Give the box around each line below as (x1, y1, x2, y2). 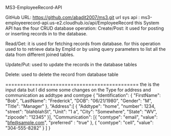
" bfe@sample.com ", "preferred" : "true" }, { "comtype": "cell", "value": (5, 120, 154, 125)
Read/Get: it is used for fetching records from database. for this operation (5, 41, 161, 47)
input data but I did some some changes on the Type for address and (5, 87, 151, 93)
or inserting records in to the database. (5, 31, 88, 36)
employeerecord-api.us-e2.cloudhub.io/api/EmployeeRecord (5, 20, 134, 26)
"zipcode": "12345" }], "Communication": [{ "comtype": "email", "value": (5, 114, 158, 120)
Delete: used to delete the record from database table (5, 71, 119, 77)
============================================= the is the (5, 82, 160, 87)
